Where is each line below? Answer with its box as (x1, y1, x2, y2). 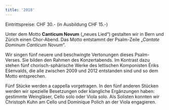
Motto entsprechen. (5, 73, 47, 79)
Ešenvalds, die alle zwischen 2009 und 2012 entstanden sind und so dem (5, 68, 158, 74)
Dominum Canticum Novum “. (5, 41, 66, 48)
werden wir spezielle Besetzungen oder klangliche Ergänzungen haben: (5, 88, 155, 94)
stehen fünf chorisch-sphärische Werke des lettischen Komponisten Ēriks (5, 62, 159, 68)
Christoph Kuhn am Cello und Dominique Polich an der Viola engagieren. (5, 99, 156, 105)
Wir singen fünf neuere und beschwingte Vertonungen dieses (5, 51, 134, 58)
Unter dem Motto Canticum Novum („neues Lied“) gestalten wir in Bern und (5, 31, 164, 37)
